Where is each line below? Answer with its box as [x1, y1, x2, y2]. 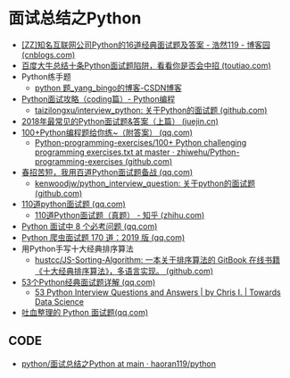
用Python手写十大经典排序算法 [21, 243, 135, 254]
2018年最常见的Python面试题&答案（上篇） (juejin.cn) [21, 115, 220, 126]
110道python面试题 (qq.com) [21, 198, 126, 209]
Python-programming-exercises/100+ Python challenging [34, 137, 247, 147]
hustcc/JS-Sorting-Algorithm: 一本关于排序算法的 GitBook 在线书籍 [34, 254, 281, 265]
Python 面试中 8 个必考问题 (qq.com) [21, 221, 158, 231]
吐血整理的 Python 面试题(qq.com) [21, 307, 149, 317]
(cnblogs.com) [21, 49, 76, 60]
